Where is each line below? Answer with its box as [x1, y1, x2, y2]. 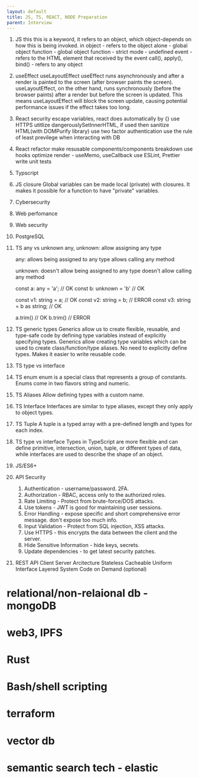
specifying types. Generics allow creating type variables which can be [15, 338, 187, 346]
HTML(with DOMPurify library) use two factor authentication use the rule [15, 128, 193, 135]
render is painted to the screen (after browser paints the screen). [15, 79, 174, 86]
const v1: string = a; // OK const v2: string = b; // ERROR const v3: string [15, 297, 191, 304]
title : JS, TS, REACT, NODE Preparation [6, 14, 108, 20]
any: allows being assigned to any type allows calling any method [15, 256, 175, 263]
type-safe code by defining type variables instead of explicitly [15, 332, 167, 339]
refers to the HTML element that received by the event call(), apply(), [15, 54, 183, 62]
